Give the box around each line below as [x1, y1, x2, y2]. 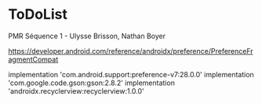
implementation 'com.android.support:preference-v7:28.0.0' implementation [8, 69, 255, 79]
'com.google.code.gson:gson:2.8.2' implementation [8, 78, 175, 87]
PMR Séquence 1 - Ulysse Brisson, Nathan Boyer [8, 31, 166, 41]
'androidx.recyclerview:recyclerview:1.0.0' [8, 86, 144, 95]
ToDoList [8, 5, 68, 23]
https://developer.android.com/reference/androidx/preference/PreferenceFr [8, 46, 253, 55]
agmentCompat [8, 55, 59, 64]
